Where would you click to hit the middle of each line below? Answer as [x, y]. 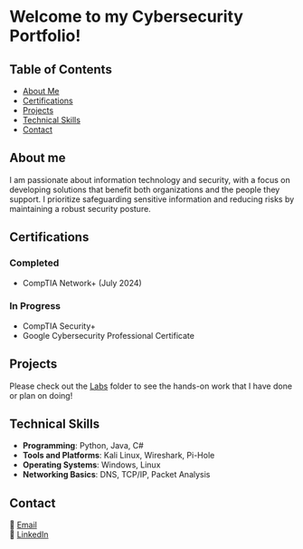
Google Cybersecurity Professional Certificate [108, 335]
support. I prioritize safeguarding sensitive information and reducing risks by [152, 199]
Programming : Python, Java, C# [83, 446]
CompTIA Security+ [59, 326]
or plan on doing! [41, 395]
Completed [34, 263]
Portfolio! [45, 36]
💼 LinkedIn [29, 535]
